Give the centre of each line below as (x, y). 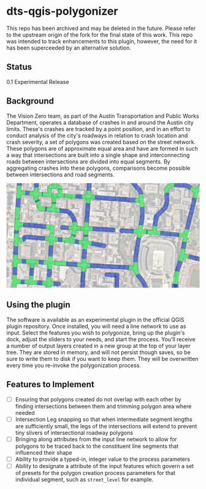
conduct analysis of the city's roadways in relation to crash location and (97, 135)
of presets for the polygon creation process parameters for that (95, 472)
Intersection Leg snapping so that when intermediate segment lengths (104, 419)
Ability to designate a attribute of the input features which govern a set (105, 466)
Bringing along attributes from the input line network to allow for (96, 439)
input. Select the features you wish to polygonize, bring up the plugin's (96, 333)
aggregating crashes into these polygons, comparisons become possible (98, 168)
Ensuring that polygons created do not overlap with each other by (98, 399)
